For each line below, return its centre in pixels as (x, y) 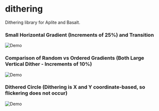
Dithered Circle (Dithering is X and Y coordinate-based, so (75, 87)
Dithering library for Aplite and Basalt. (43, 22)
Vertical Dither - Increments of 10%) (49, 64)
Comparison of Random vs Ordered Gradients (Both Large (75, 58)
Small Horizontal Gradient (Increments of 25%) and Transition (79, 35)
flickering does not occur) (36, 93)
